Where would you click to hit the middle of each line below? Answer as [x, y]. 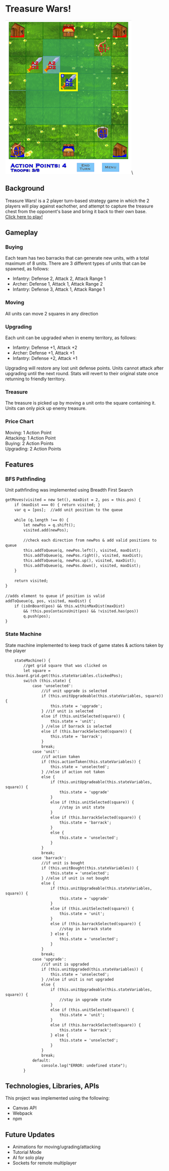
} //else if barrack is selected [76, 726]
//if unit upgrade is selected [74, 691]
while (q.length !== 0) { [42, 520]
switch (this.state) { [47, 681]
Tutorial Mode [27, 1152]
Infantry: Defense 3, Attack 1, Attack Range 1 [59, 290]
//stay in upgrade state [86, 1000]
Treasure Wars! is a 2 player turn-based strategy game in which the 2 [77, 200]
